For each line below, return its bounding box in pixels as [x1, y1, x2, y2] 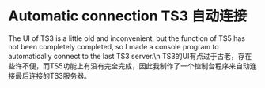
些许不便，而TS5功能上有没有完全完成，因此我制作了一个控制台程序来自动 [8, 60, 251, 71]
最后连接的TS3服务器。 [14, 71, 91, 80]
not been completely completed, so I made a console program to [8, 42, 219, 51]
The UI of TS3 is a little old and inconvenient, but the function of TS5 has [8, 33, 245, 43]
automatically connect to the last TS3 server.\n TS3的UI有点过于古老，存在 [8, 51, 252, 60]
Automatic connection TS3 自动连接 [8, 7, 248, 25]
